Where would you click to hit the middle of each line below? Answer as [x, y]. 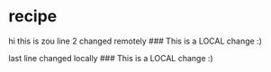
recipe [33, 16]
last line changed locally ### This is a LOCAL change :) [111, 58]
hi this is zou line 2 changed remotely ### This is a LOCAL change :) [135, 41]
